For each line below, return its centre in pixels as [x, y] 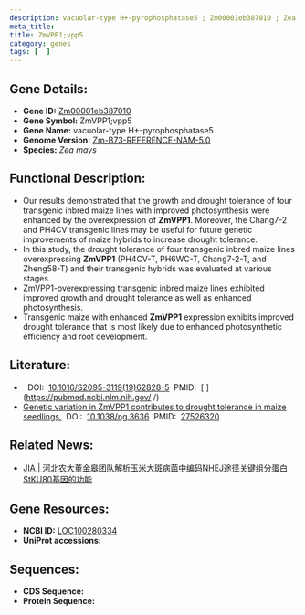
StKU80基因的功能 [58, 480]
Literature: [40, 365]
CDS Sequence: [53, 591]
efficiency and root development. [85, 336]
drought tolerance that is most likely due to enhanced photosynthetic [152, 326]
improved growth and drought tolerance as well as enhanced [137, 297]
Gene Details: [49, 89]
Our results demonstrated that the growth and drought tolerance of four [157, 200]
